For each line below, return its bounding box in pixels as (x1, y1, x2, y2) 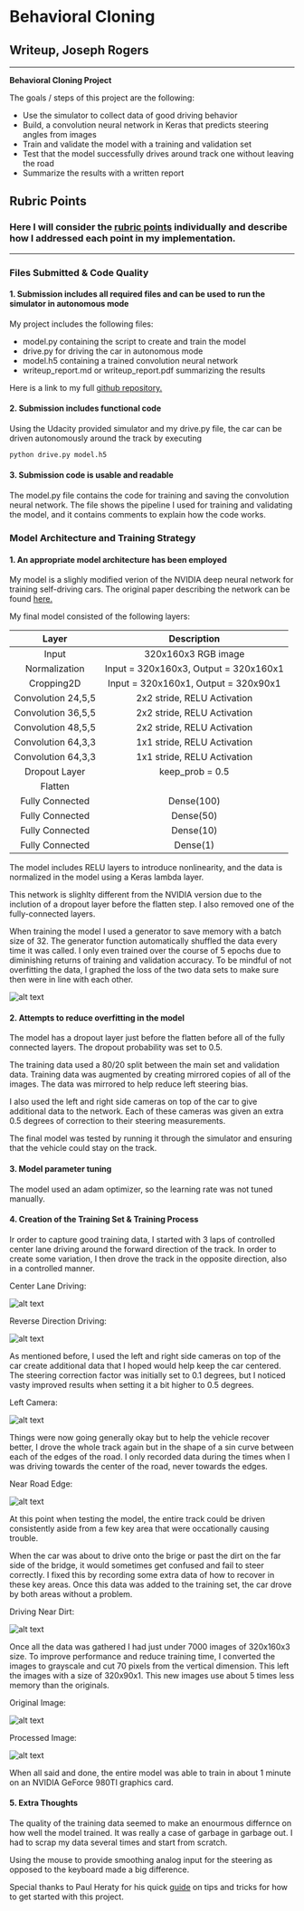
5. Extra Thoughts (9, 1798, 79, 1809)
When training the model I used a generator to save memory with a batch (9, 926, 282, 937)
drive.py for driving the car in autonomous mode (22, 346, 204, 357)
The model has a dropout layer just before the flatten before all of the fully (9, 1032, 285, 1043)
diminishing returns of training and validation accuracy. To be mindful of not (9, 955, 292, 965)
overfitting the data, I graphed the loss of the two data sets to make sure (9, 965, 279, 975)
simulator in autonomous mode (9, 299, 129, 309)
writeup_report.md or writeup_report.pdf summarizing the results (22, 365, 266, 376)
